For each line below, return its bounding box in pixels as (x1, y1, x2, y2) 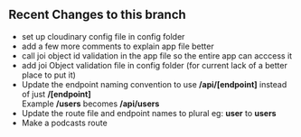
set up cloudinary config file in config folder (21, 31, 185, 41)
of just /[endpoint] (21, 88, 91, 99)
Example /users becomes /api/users (21, 98, 160, 109)
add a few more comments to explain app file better (21, 41, 214, 51)
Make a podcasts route (21, 117, 108, 128)
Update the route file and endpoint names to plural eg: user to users (21, 107, 277, 118)
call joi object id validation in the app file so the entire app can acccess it (21, 50, 293, 61)
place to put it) (21, 69, 76, 80)
